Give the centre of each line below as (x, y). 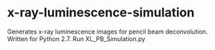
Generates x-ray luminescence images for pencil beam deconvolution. (108, 32)
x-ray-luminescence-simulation (101, 13)
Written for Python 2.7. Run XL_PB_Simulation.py (76, 38)
